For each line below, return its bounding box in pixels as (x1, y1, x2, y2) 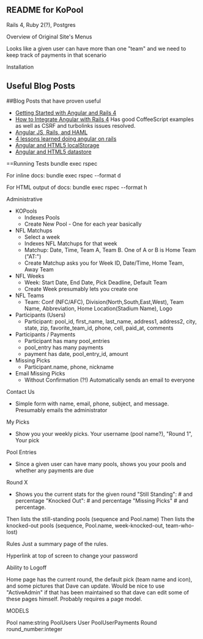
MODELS (6, 607, 29, 614)
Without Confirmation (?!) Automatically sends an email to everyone (24, 376, 195, 383)
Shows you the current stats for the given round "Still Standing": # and (15, 490, 193, 498)
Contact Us (6, 388, 35, 395)
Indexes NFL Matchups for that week (24, 240, 117, 247)
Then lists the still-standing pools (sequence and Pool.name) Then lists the (6, 515, 195, 522)
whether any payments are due (15, 467, 94, 474)
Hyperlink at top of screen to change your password (6, 552, 138, 559)
